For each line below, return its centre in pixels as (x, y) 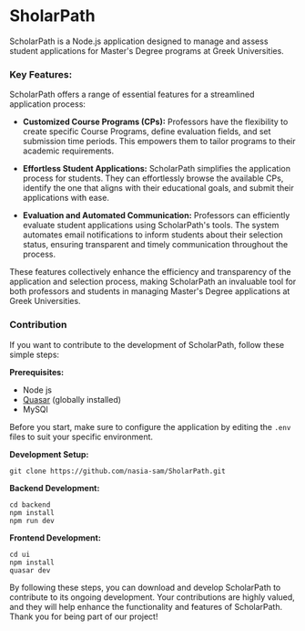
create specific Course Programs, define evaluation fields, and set (147, 131)
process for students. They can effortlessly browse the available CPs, (153, 178)
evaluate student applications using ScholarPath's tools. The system (151, 226)
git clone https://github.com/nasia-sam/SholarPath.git (117, 471)
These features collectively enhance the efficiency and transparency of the (150, 272)
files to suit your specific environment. (81, 436)
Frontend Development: (56, 537)
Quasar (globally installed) (71, 399)
